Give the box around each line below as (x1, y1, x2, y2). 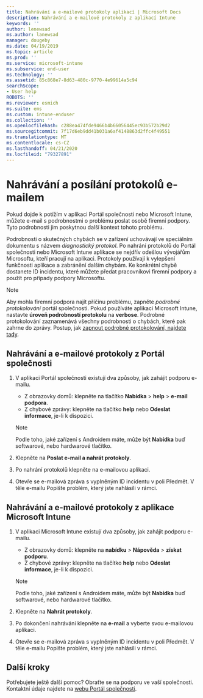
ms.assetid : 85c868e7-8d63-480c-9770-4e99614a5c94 (6, 77, 138, 83)
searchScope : (6, 83, 40, 89)
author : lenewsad (6, 26, 51, 32)
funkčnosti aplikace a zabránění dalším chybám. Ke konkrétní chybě (6, 261, 177, 269)
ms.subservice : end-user (6, 65, 69, 72)
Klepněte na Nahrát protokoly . (15, 608, 93, 615)
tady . (6, 331, 20, 338)
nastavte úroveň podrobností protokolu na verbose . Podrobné (6, 311, 165, 319)
